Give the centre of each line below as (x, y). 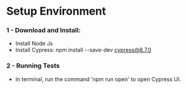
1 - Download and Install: (44, 30)
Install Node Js (34, 43)
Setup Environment (56, 11)
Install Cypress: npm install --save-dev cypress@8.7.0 (83, 50)
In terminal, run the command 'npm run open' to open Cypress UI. (98, 79)
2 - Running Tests (33, 66)
